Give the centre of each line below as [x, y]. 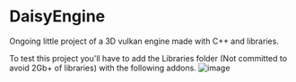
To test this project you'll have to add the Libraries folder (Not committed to [148, 58]
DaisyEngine [57, 16]
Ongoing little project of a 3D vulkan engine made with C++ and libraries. [144, 41]
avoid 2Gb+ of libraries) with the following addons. [103, 68]
